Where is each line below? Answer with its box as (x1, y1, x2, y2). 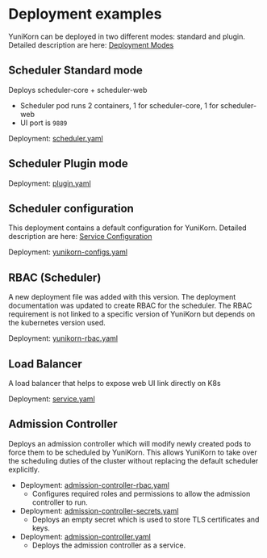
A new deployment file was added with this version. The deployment (8, 292, 236, 302)
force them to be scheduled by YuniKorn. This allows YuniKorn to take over (8, 447, 258, 457)
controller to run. (31, 497, 89, 507)
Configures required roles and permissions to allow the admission (31, 489, 251, 498)
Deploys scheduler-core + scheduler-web (8, 85, 148, 94)
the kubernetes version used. (8, 318, 106, 328)
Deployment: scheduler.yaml (8, 133, 103, 143)
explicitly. (8, 464, 40, 474)
